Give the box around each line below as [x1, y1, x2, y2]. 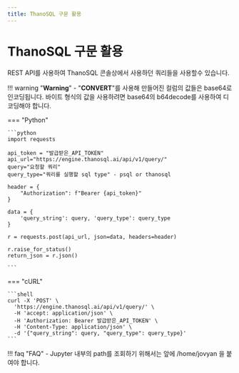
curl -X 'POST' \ [7, 297, 59, 304]
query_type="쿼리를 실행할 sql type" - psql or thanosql [7, 170, 171, 178]
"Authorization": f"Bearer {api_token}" [20, 190, 142, 197]
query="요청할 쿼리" [7, 163, 61, 170]
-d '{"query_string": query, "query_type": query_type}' [14, 329, 187, 337]
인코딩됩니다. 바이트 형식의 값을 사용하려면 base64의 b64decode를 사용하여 [7, 92, 222, 101]
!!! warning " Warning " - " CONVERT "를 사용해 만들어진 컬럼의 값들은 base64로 [7, 83, 233, 92]
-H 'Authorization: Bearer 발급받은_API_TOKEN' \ [14, 317, 158, 325]
